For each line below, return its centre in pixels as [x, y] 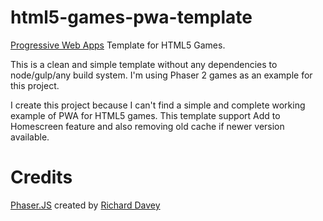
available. [30, 137]
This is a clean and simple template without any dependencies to [144, 64]
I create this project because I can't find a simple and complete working [158, 105]
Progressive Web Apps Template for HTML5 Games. [118, 45]
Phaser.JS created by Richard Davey [85, 205]
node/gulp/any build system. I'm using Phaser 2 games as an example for [161, 75]
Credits [41, 177]
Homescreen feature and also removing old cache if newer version [147, 126]
